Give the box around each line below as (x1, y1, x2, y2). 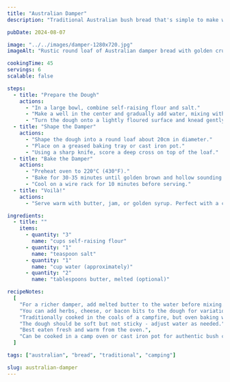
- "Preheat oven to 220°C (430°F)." (25, 168, 130, 175)
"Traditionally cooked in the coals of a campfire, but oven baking (19, 313, 219, 321)
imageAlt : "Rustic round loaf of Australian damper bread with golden (7, 47, 213, 55)
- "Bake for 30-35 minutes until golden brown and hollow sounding (25, 174, 222, 182)
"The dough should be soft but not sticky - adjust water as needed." (19, 320, 225, 327)
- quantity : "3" (25, 231, 72, 239)
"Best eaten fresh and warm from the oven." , (19, 326, 152, 333)
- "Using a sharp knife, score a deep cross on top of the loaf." (25, 149, 219, 156)
